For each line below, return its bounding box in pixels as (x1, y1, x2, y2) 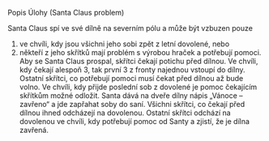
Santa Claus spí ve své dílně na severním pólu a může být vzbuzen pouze (7, 23, 253, 32)
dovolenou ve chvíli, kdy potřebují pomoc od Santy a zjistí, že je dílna (19, 117, 250, 126)
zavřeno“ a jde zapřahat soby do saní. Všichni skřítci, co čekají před (19, 100, 246, 109)
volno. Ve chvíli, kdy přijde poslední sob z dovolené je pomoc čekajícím (19, 82, 258, 92)
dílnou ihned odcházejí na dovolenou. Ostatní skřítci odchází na (19, 108, 232, 117)
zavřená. (19, 126, 49, 135)
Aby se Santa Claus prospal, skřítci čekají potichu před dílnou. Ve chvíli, (19, 57, 258, 66)
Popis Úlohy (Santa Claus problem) (7, 8, 125, 17)
